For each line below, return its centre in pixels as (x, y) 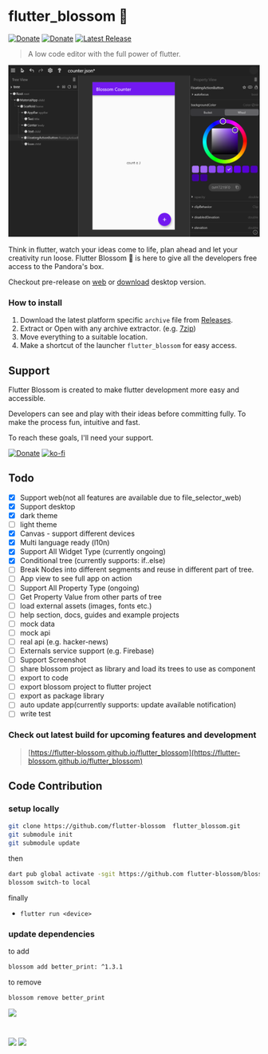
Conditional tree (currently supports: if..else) (93, 561)
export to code (44, 678)
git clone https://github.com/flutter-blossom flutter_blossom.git (124, 826)
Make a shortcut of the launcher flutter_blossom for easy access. (128, 346)
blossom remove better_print (57, 997)
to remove (25, 982)
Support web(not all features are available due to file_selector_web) (130, 497)
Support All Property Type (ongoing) (79, 588)
